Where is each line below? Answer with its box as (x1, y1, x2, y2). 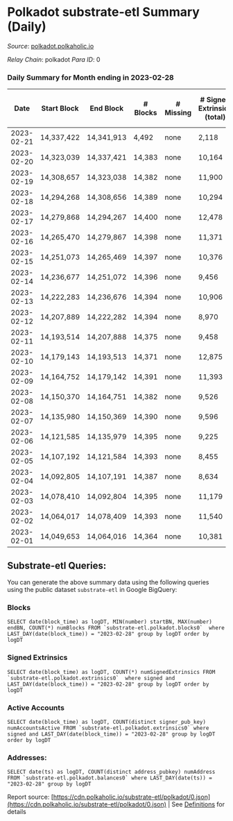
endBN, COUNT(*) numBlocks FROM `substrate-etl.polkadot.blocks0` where (7, 625, 225, 632)
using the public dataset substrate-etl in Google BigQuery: (7, 586, 178, 594)
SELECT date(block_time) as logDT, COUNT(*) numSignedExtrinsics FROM (7, 668, 216, 675)
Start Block (41, 103, 79, 113)
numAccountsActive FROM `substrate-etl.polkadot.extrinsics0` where (7, 725, 209, 731)
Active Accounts (7, 702, 64, 712)
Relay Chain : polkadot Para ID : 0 (7, 55, 101, 63)
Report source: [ (7, 793, 54, 802)
